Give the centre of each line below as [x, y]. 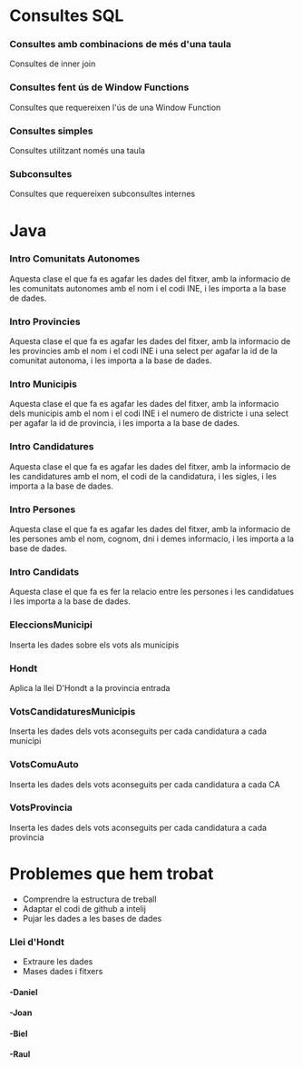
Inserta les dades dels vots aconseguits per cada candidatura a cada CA [145, 784]
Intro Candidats [44, 571]
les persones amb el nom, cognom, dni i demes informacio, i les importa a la [152, 539]
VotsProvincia [41, 807]
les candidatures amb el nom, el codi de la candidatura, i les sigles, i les [143, 476]
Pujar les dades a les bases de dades [92, 918]
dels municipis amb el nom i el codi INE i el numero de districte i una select [149, 413]
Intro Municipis [43, 384]
